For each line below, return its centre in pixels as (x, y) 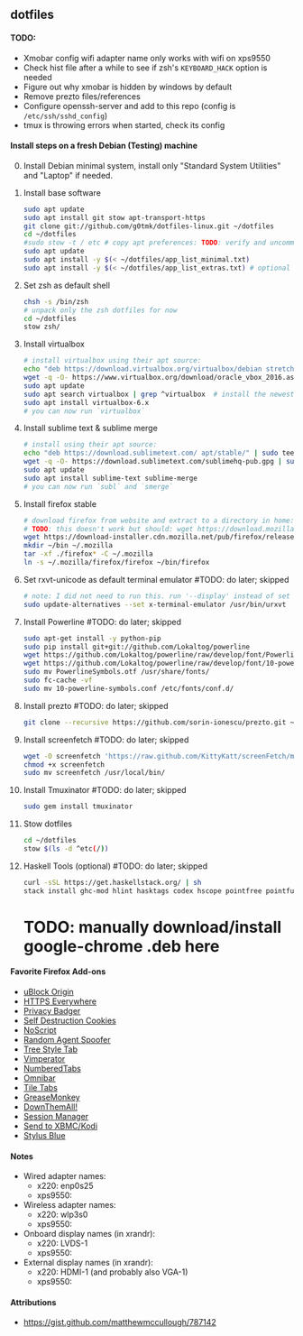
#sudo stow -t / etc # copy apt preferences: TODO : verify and (145, 243)
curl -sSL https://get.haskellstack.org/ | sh (112, 882)
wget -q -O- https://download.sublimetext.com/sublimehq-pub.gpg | (153, 462)
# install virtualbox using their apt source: (112, 361)
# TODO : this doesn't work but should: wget (108, 529)
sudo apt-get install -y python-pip (92, 638)
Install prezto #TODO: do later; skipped (96, 705)
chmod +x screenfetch (64, 765)
